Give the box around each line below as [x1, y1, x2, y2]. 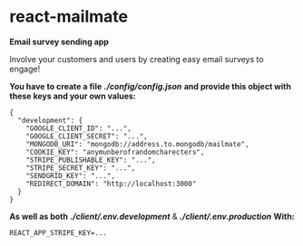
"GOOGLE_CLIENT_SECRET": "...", [25, 131, 148, 141]
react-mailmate [9, 6, 129, 27]
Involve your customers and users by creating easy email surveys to [9, 53, 265, 64]
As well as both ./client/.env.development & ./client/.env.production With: [9, 211, 295, 222]
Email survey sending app [9, 36, 109, 47]
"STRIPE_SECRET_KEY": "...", [25, 163, 136, 173]
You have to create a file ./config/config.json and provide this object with [9, 80, 292, 91]
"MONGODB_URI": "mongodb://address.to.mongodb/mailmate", [25, 139, 249, 148]
